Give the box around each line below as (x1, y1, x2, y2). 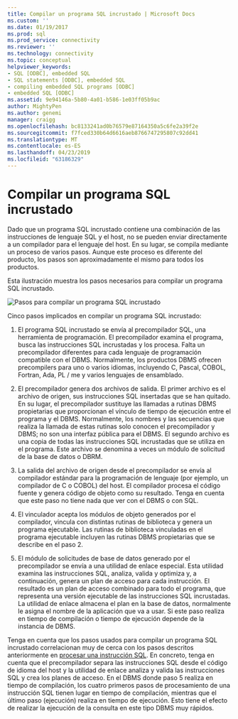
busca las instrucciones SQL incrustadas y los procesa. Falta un (17, 340, 205, 349)
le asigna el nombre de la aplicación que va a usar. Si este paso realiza (17, 607, 225, 615)
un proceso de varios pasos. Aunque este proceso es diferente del (7, 247, 202, 256)
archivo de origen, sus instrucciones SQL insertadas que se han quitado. (17, 391, 231, 400)
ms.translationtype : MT (7, 136, 78, 143)
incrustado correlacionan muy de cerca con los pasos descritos (7, 643, 194, 652)
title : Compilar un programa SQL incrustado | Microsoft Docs (7, 10, 195, 18)
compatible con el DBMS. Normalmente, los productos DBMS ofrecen (17, 355, 222, 364)
